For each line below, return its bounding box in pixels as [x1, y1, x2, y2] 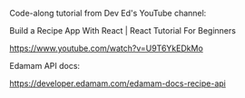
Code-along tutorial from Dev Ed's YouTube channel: [9, 8, 207, 18]
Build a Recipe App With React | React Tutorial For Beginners [9, 25, 236, 35]
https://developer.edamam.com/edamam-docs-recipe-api [9, 78, 227, 89]
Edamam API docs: [9, 61, 80, 71]
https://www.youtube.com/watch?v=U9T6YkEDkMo [9, 43, 204, 54]
